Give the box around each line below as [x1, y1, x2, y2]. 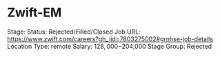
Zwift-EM [7, 5, 62, 21]
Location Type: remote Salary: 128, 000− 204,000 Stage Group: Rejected [7, 42, 212, 50]
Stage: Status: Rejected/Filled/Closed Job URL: [7, 27, 141, 36]
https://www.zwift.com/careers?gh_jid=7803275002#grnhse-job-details [7, 34, 214, 43]
